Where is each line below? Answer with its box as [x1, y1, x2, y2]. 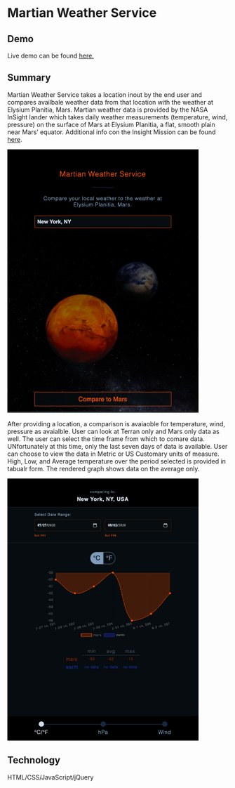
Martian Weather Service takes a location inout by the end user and [7, 90, 202, 99]
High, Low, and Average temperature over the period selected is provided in [7, 457, 227, 465]
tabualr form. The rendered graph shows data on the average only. [7, 464, 200, 473]
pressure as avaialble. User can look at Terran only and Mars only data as [7, 427, 220, 435]
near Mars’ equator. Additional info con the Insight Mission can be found [7, 128, 216, 136]
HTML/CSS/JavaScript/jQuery [7, 773, 94, 781]
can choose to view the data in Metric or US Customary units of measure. [7, 449, 220, 458]
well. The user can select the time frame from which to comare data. [7, 434, 205, 443]
